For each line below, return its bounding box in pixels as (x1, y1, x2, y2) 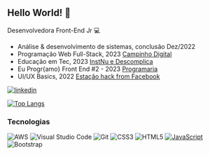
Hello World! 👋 (7, 7, 71, 19)
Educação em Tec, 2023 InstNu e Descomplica (17, 57, 153, 65)
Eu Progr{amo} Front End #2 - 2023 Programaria (17, 65, 158, 73)
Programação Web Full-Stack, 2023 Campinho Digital (17, 50, 172, 58)
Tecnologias (7, 116, 50, 126)
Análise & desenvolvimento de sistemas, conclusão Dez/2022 (17, 42, 196, 50)
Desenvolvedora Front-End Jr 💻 (7, 26, 101, 34)
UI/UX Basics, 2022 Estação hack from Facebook (17, 72, 160, 81)
